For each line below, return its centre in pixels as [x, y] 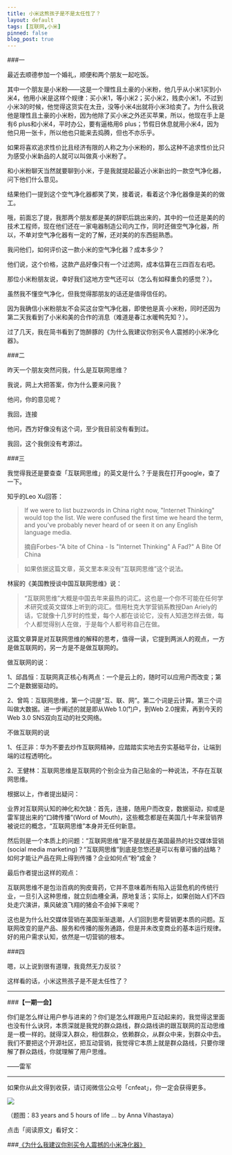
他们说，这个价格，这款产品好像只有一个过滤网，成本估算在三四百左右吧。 [113, 265]
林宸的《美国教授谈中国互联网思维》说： [65, 583]
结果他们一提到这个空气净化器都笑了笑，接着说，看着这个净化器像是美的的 [113, 194]
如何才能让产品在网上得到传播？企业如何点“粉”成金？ [83, 858]
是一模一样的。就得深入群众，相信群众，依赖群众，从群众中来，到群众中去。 [116, 1034]
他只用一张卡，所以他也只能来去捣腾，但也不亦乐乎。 [83, 133]
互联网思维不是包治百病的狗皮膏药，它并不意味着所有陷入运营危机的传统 [110, 888]
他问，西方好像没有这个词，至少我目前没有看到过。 [80, 429]
